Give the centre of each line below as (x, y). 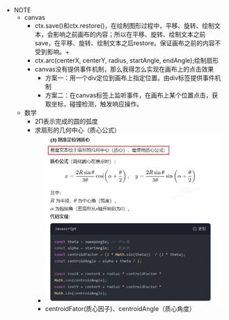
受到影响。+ (52, 52)
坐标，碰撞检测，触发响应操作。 (97, 104)
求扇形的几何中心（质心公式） (77, 130)
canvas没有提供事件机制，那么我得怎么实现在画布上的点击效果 (124, 69)
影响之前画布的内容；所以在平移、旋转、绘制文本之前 (129, 34)
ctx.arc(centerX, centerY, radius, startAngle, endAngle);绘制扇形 (127, 61)
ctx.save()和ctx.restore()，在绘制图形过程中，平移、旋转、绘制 (124, 26)
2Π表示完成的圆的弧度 (66, 121)
